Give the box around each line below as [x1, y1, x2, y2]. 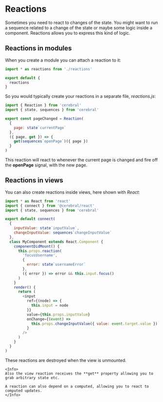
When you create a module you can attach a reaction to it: [5, 57, 122, 63]
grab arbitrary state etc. [5, 375, 60, 380]
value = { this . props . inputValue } [26, 312, 91, 317]
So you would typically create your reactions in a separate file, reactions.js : [5, 93, 156, 99]
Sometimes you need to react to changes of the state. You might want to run [5, 20, 158, 25]
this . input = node [31, 303, 69, 308]
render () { [14, 285, 36, 290]
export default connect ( [5, 217, 55, 222]
